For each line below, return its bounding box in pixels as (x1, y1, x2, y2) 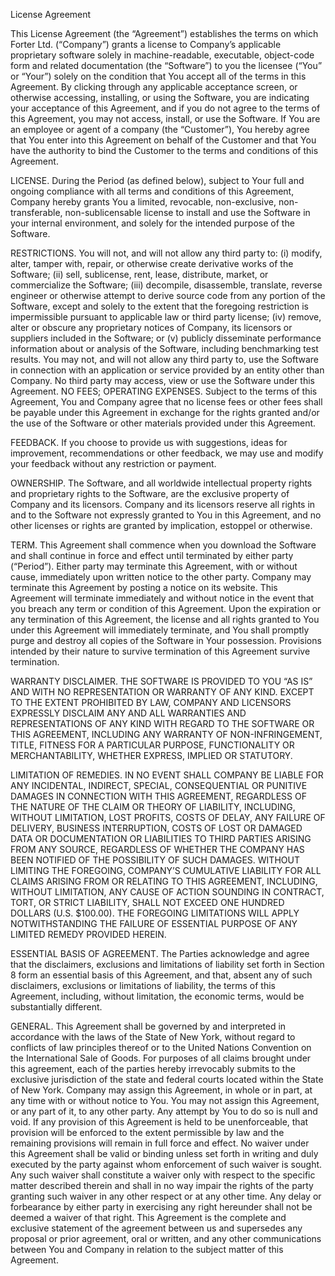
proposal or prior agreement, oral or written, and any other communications (10, 1233, 322, 1244)
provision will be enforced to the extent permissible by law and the (10, 1127, 285, 1138)
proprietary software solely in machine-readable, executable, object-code (10, 49, 315, 61)
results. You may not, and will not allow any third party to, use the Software (10, 354, 319, 365)
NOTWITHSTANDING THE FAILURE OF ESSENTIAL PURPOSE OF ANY (10, 918, 298, 929)
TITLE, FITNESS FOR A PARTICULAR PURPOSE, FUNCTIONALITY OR (10, 739, 295, 751)
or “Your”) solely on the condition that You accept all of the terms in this (10, 70, 307, 82)
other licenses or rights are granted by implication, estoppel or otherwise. (10, 520, 313, 531)
